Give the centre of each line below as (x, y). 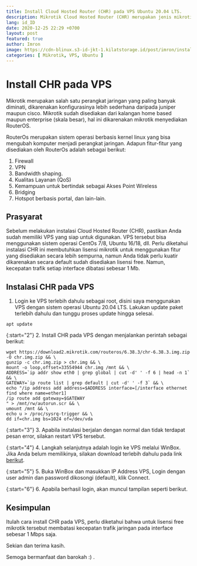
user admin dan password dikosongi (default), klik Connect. (78, 478)
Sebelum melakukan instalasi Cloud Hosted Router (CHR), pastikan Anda (94, 231)
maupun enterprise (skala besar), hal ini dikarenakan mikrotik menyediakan (97, 119)
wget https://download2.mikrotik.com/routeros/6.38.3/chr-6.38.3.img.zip (98, 352)
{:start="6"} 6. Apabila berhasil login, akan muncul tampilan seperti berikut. (97, 489)
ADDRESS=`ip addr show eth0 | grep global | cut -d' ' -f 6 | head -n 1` (98, 373)
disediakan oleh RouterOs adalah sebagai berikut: (66, 149)
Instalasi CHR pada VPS (50, 287)
